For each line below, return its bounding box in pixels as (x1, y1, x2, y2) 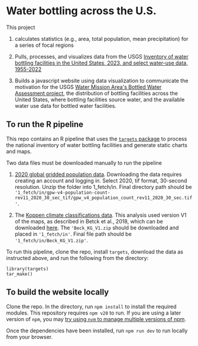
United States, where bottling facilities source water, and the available (14, 96, 185, 103)
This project (6, 24, 35, 31)
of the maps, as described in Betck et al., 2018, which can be (14, 217, 164, 225)
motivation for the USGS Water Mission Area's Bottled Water (14, 83, 162, 90)
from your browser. (6, 333, 53, 340)
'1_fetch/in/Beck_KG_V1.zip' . (14, 236, 89, 244)
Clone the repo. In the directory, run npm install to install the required (6, 303, 177, 310)
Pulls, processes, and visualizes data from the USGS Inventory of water (14, 53, 189, 60)
